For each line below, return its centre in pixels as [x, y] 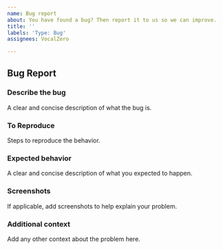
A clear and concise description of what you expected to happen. [100, 174]
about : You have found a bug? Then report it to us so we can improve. [112, 20]
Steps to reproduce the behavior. [54, 140]
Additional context [39, 224]
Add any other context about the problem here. [74, 239]
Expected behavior [40, 158]
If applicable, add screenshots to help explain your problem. [92, 206]
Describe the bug [37, 92]
